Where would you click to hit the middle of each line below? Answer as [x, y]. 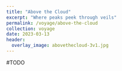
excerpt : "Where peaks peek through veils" [62, 17]
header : [16, 40]
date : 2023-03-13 [28, 34]
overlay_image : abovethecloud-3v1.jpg [60, 46]
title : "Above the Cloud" [38, 12]
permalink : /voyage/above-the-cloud [52, 23]
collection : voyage [31, 29]
